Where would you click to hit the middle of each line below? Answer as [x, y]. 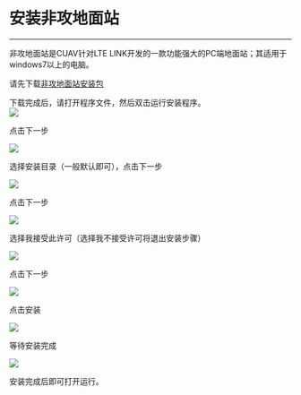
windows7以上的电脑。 [52, 64]
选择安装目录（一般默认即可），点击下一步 [86, 166]
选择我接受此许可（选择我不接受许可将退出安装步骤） [107, 237]
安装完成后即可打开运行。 [56, 381]
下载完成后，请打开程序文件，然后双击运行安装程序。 [107, 102]
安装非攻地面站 [64, 18]
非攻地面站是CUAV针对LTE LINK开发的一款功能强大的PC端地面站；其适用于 [148, 53]
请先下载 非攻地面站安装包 [56, 83]
